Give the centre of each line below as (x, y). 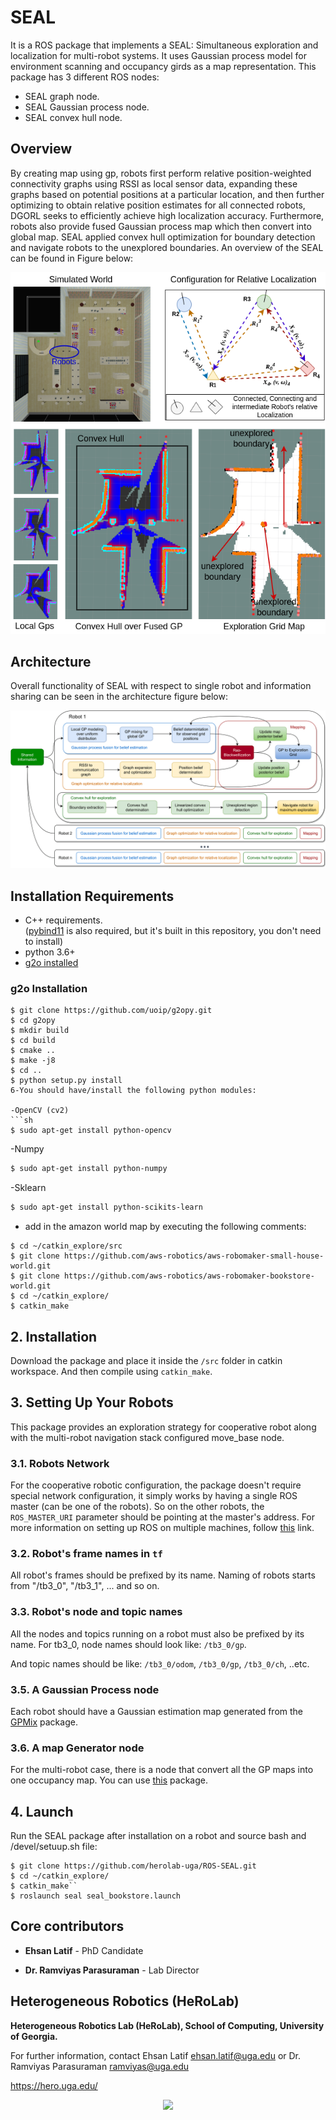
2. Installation (54, 1336)
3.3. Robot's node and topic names (96, 1612)
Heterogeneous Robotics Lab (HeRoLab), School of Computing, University (167, 2025)
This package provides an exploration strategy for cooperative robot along (163, 1427)
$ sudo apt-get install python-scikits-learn (106, 1207)
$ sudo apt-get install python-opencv (91, 1131)
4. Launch (42, 1811)
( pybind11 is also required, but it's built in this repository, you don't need (173, 931)
